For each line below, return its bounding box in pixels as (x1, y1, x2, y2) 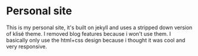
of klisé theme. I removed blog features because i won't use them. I (6, 30, 171, 37)
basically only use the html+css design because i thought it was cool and (6, 36, 186, 43)
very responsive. (6, 43, 48, 50)
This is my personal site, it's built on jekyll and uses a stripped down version (6, 24, 193, 31)
